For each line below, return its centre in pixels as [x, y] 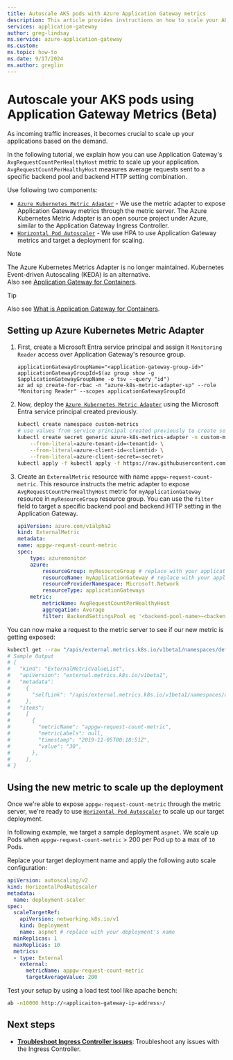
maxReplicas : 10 [37, 945]
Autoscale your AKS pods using [101, 100]
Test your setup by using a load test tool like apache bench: [92, 991]
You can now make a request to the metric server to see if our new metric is [115, 629]
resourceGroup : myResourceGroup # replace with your [120, 571]
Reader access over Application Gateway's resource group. [101, 354]
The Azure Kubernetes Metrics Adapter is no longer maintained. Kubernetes [115, 267]
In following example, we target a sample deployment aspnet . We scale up [113, 832]
